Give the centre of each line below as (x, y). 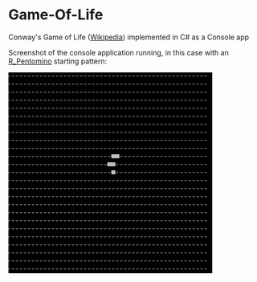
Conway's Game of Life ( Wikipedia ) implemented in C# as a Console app (129, 37)
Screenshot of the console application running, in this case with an (118, 52)
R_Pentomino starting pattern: (57, 61)
